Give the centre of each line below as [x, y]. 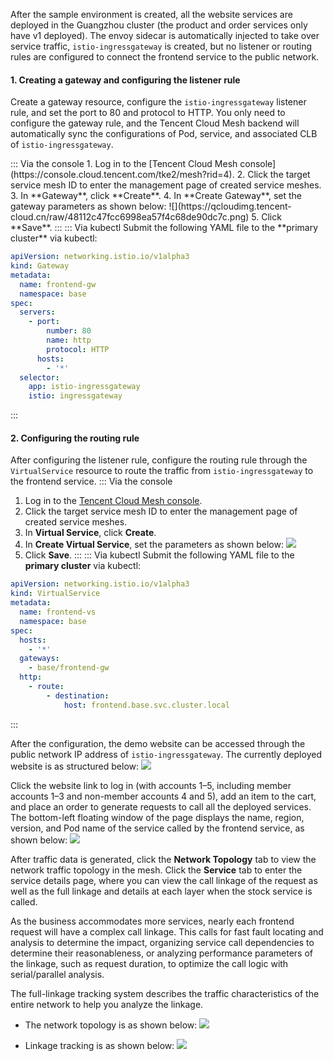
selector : [39, 377]
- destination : [78, 695]
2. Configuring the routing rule [75, 438]
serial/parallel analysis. [57, 974]
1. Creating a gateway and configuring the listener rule [125, 80]
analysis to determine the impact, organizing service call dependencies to [162, 942]
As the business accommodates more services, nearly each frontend [152, 921]
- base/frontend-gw [69, 668]
